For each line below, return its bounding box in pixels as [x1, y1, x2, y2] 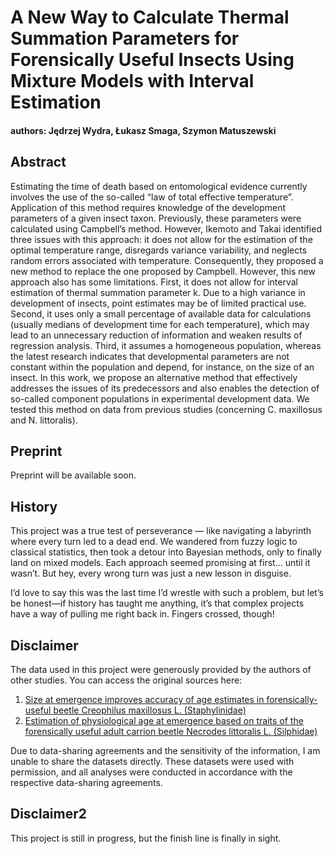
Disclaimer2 [10, 806, 88, 823]
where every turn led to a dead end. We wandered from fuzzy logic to [10, 536, 298, 548]
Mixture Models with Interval [10, 70, 255, 93]
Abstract [10, 154, 67, 171]
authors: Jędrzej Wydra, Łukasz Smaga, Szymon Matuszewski [10, 124, 277, 136]
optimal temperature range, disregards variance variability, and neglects [10, 244, 308, 256]
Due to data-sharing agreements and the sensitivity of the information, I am [10, 745, 321, 757]
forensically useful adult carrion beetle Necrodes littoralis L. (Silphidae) [24, 726, 318, 738]
